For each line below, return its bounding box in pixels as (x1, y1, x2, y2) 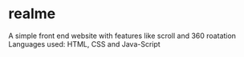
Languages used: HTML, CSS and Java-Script (8, 39, 161, 48)
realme (8, 5, 56, 23)
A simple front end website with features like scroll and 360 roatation (8, 31, 237, 40)
